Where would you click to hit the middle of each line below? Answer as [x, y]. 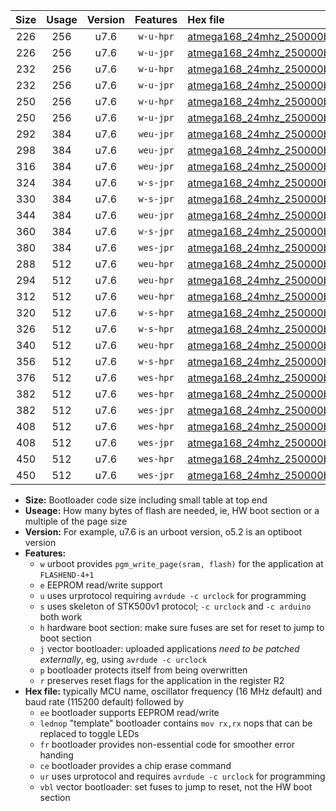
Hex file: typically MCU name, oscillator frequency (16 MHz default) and [173, 691]
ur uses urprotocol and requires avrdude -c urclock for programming [182, 776]
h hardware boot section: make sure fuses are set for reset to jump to [182, 627]
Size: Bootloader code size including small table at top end [146, 500]
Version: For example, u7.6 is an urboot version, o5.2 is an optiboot [163, 532]
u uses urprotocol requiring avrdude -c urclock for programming [173, 595]
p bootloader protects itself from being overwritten [143, 670]
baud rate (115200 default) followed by [104, 702]
